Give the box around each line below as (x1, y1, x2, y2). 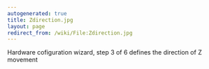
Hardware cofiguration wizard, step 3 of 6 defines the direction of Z (7, 48, 203, 57)
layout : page (7, 23, 45, 30)
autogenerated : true (7, 10, 68, 17)
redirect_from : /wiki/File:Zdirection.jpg (7, 29, 133, 37)
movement (7, 56, 38, 64)
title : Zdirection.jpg (7, 17, 73, 23)
